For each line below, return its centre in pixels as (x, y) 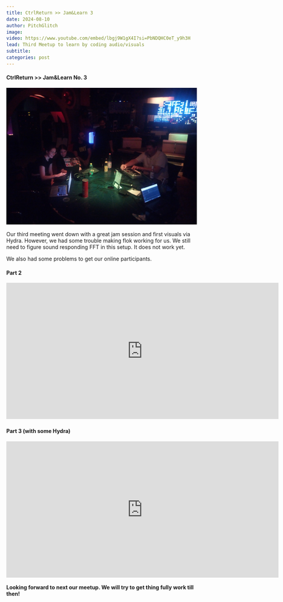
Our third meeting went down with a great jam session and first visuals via (98, 234)
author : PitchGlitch (32, 25)
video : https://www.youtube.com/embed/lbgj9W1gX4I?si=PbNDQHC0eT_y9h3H (98, 38)
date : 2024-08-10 (28, 19)
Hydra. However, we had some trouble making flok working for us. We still (98, 241)
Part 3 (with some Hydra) (38, 431)
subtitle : (19, 51)
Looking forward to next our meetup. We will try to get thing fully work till (100, 587)
